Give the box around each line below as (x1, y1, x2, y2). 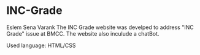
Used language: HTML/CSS (6, 42, 76, 49)
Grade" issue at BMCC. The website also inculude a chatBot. (6, 30, 160, 37)
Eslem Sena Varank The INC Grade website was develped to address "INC (6, 24, 194, 31)
